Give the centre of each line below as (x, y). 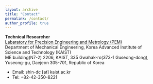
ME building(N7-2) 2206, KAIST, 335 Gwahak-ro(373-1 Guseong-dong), (77, 58)
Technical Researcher (27, 37)
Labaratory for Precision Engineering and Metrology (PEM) (64, 42)
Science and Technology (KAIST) (38, 52)
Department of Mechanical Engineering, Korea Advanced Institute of (74, 47)
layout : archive (21, 9)
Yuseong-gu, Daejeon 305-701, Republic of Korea (55, 63)
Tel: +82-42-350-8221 (34, 77)
